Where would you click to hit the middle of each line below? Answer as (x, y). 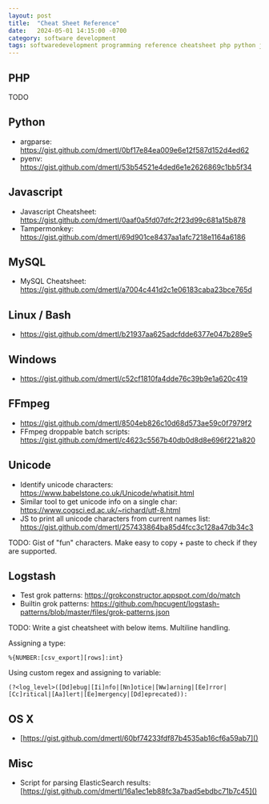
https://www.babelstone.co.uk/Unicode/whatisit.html (107, 493)
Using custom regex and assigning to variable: (85, 673)
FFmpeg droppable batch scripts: (75, 431)
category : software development (62, 38)
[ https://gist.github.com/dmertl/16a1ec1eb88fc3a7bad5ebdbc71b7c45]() (139, 791)
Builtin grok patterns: (54, 604)
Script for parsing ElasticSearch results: (85, 783)
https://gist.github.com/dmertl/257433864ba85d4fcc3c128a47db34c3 (137, 527)
